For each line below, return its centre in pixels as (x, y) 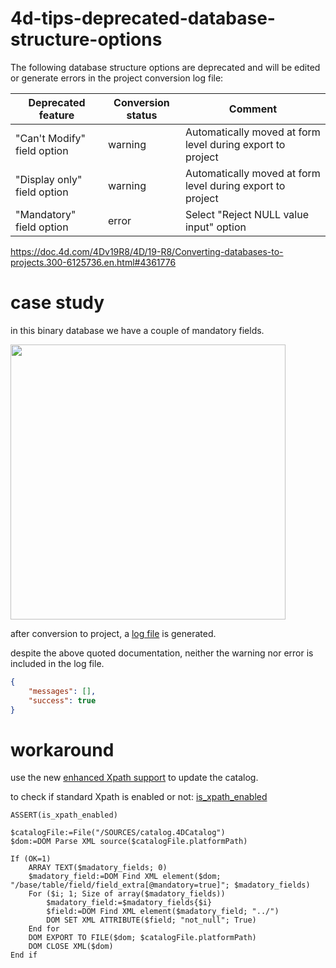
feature (56, 115)
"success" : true (62, 700)
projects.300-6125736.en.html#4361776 (93, 262)
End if (24, 955)
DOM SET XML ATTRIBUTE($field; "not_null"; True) (151, 920)
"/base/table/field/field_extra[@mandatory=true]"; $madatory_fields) (160, 885)
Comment (253, 109)
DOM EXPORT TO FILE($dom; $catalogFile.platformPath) (142, 938)
